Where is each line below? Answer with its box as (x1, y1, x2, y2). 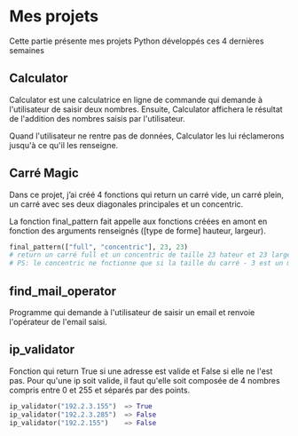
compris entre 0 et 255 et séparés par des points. (9, 384, 191, 395)
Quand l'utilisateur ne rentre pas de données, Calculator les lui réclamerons (9, 131, 285, 141)
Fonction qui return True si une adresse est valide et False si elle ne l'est (9, 366, 273, 377)
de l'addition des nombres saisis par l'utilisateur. (9, 113, 186, 123)
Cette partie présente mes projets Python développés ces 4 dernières (9, 36, 264, 46)
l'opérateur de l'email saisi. (9, 317, 108, 327)
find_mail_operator (9, 283, 117, 298)
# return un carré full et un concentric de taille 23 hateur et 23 (9, 250, 268, 259)
